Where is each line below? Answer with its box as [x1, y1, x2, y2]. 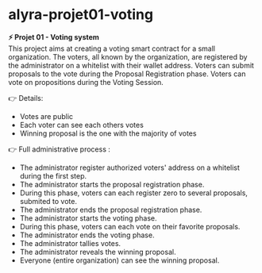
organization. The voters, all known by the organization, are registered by [8, 52, 248, 61]
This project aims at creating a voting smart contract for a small [8, 44, 216, 53]
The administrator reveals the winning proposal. [19, 247, 176, 256]
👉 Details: [8, 93, 44, 102]
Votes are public [19, 111, 74, 121]
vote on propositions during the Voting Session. [8, 77, 164, 87]
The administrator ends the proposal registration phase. [19, 205, 202, 214]
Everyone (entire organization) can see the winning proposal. [19, 256, 220, 265]
